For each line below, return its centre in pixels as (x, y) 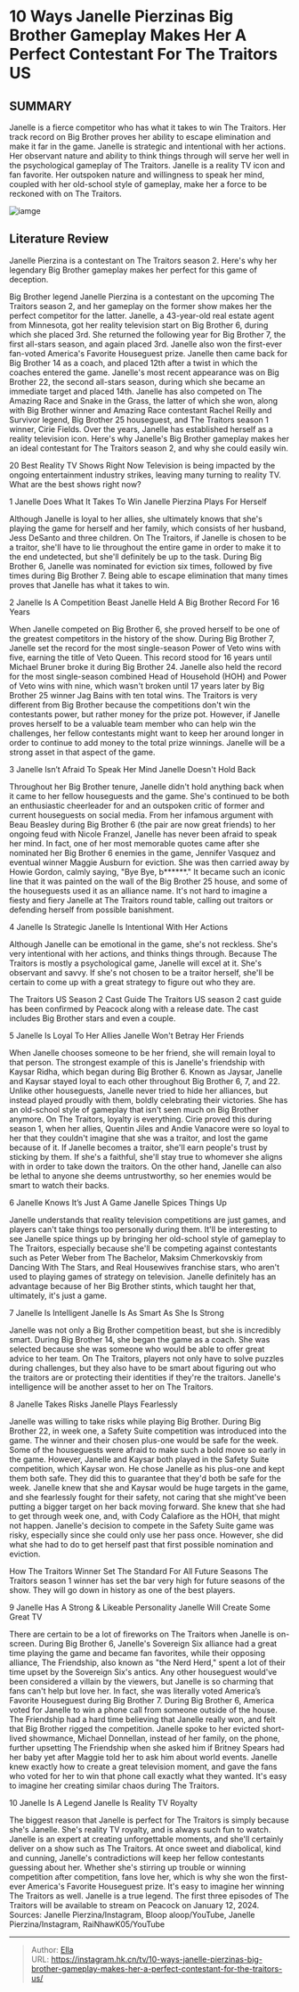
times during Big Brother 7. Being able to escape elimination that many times (149, 576)
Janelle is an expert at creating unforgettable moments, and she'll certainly (146, 1839)
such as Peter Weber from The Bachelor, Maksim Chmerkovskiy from (136, 1257)
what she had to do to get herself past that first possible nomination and (141, 1544)
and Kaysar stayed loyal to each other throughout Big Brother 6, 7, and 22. (145, 1081)
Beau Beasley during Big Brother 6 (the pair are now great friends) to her (142, 824)
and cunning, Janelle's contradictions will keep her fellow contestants (137, 1857)
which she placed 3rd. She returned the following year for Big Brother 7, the (148, 334)
